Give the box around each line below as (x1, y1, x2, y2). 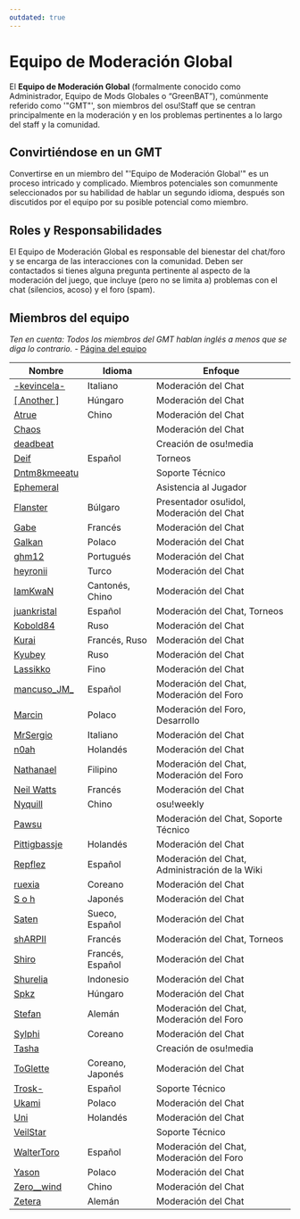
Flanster (13, 502, 48, 513)
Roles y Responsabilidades (9, 222, 162, 237)
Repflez (13, 858, 46, 870)
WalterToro (13, 1146, 60, 1158)
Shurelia (13, 974, 49, 985)
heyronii (13, 565, 48, 576)
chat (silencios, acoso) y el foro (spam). (9, 285, 155, 295)
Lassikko (13, 663, 51, 675)
